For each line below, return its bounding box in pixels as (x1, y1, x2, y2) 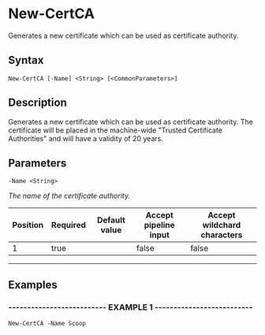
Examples (8, 277, 58, 292)
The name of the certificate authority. (8, 191, 131, 201)
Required (50, 220, 87, 231)
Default (97, 214, 126, 225)
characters (200, 229, 243, 240)
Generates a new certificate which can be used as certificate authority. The (8, 117, 254, 126)
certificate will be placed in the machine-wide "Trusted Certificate (8, 125, 223, 135)
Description (8, 96, 67, 110)
